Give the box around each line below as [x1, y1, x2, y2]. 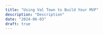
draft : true [5, 21, 30, 26]
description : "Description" [5, 12, 65, 17]
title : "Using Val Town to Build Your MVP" [5, 7, 99, 12]
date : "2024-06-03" [5, 16, 47, 21]
